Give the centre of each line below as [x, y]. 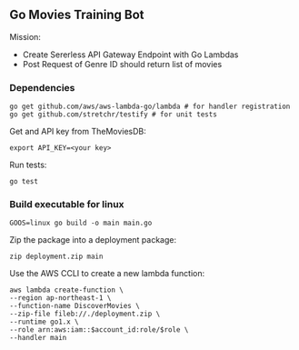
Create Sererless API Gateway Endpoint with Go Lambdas [130, 55]
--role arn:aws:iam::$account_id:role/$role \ [99, 330]
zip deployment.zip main [56, 257]
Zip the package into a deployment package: [93, 240]
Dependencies [42, 87]
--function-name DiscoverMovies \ [75, 306]
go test [24, 182]
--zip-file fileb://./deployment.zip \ [85, 314]
